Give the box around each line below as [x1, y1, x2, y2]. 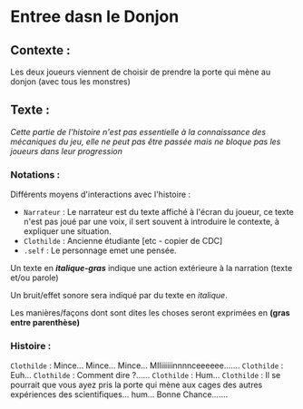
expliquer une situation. [23, 226, 112, 237]
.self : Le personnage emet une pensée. [23, 245, 177, 256]
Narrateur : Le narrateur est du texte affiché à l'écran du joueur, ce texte [23, 207, 294, 218]
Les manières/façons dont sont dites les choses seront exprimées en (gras [10, 307, 290, 318]
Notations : [10, 168, 61, 180]
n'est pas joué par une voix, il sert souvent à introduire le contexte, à [23, 216, 280, 228]
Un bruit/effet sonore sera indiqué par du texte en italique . [10, 290, 228, 301]
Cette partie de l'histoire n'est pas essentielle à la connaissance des [10, 126, 267, 137]
